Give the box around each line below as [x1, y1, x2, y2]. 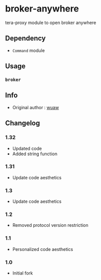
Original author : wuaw [12, 104, 59, 110]
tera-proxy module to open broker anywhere [5, 20, 97, 26]
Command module [12, 47, 45, 53]
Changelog [5, 119, 40, 128]
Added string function [12, 151, 58, 157]
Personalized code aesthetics [12, 246, 73, 252]
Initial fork [12, 270, 33, 276]
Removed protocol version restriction [12, 222, 89, 228]
